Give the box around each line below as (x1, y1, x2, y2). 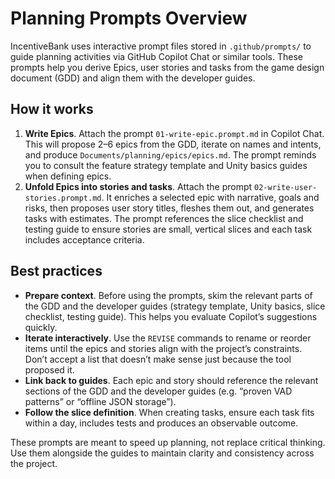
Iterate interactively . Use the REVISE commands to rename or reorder (24, 332, 312, 344)
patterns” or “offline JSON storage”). (24, 395, 177, 407)
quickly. (24, 321, 58, 333)
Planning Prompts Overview (10, 7, 248, 30)
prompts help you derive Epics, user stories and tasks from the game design (10, 61, 325, 73)
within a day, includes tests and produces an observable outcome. (24, 417, 299, 429)
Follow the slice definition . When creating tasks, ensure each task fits (24, 406, 315, 418)
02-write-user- (254, 182, 318, 192)
